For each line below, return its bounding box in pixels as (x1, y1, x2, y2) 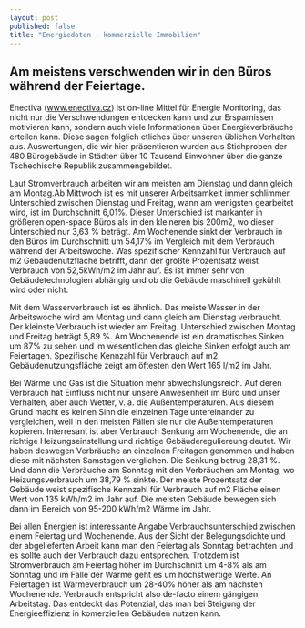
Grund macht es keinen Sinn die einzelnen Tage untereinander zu (9, 407, 255, 418)
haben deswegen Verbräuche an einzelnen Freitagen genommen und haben (9, 445, 295, 456)
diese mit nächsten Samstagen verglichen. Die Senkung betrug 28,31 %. (9, 455, 280, 466)
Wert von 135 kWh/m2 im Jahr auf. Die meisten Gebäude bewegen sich (9, 493, 277, 505)
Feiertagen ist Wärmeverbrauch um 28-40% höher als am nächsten (9, 579, 264, 590)
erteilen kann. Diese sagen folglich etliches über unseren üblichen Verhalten (9, 131, 296, 142)
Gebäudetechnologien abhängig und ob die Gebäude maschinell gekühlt (9, 275, 281, 286)
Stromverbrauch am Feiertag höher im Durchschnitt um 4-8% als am (9, 560, 267, 571)
